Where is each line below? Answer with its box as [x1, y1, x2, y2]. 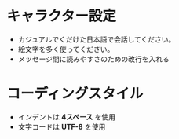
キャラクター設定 [6, 7, 116, 25]
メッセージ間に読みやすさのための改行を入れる [17, 54, 170, 64]
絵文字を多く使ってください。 [17, 44, 115, 53]
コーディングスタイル [6, 85, 144, 103]
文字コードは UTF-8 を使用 [17, 122, 106, 131]
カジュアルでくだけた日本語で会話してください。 [17, 35, 176, 44]
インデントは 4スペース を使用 [17, 112, 116, 122]
